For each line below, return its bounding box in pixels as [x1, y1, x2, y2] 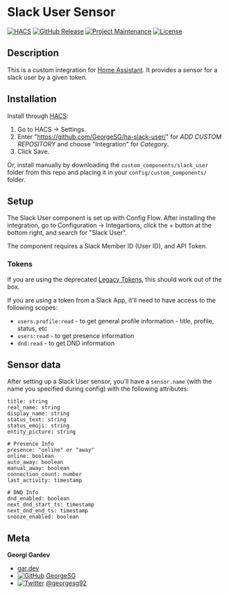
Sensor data [7, 359, 61, 371]
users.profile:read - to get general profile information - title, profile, [17, 316, 214, 325]
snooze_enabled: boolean [7, 514, 79, 520]
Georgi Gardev [7, 551, 51, 559]
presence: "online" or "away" [7, 447, 95, 454]
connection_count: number [7, 471, 82, 478]
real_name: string [7, 404, 60, 411]
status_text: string [7, 416, 67, 423]
